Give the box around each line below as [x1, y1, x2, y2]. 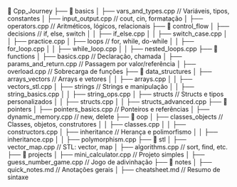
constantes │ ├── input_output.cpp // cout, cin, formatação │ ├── [7, 14, 204, 23]
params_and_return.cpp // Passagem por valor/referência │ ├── [7, 60, 196, 68]
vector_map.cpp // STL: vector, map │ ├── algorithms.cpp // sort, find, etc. [7, 143, 228, 151]
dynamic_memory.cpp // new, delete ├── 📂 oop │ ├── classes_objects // [7, 112, 223, 121]
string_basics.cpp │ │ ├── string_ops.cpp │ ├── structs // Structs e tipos [7, 90, 224, 98]
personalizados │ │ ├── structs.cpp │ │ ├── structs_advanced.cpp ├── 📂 [7, 97, 228, 106]
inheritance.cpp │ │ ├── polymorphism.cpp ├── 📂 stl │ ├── [7, 135, 187, 144]
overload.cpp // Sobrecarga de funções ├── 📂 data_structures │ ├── [7, 68, 212, 75]
